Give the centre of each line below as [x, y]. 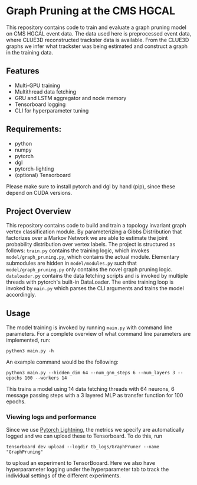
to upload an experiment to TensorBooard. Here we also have [81, 463]
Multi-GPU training [37, 85]
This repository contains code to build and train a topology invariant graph [96, 226]
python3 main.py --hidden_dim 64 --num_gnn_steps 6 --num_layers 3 [91, 373]
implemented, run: [28, 340]
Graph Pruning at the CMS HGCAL [91, 11]
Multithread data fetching [45, 91]
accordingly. [21, 295]
